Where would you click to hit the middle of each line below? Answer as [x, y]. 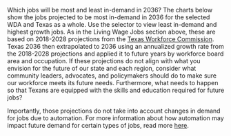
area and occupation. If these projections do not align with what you [104, 61]
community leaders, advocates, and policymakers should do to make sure [112, 76]
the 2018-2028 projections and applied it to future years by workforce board [115, 54]
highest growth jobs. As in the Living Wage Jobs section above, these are [111, 32]
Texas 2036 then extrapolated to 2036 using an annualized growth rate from [115, 46]
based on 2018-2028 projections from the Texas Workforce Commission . [111, 39]
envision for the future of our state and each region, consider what [102, 68]
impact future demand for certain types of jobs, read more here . [98, 125]
